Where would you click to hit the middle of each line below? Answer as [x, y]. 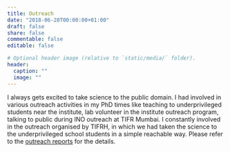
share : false [26, 33]
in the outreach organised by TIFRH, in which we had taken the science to [112, 126]
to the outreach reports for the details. [61, 141]
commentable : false [35, 39]
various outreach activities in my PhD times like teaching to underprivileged [115, 104]
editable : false [30, 46]
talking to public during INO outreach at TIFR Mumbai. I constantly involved [114, 119]
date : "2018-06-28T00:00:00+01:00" [58, 20]
